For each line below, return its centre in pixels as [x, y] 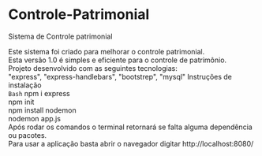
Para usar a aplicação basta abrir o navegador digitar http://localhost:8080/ [131, 143]
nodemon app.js [35, 118]
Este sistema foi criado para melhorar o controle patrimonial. [107, 51]
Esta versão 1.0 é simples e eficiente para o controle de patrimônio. [118, 60]
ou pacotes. [28, 135]
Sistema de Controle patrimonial [60, 36]
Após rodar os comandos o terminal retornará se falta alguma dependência [130, 127]
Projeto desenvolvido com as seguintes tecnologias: [93, 68]
